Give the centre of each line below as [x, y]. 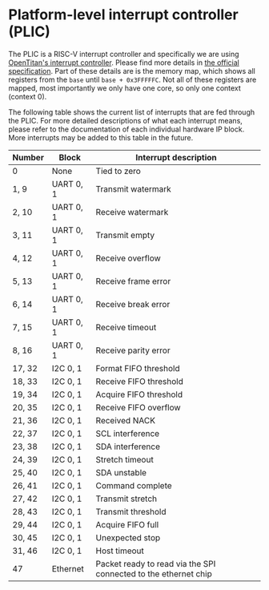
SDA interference [128, 447]
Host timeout [120, 551]
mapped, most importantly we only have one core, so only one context [125, 88]
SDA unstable [121, 472]
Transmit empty [125, 235]
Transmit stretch [126, 499]
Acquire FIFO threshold [139, 394]
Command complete [134, 485]
